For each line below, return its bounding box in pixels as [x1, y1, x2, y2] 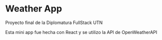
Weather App [5, 3, 62, 14]
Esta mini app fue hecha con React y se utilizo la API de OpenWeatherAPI [5, 29, 157, 35]
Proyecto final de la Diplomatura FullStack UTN [5, 19, 103, 25]
